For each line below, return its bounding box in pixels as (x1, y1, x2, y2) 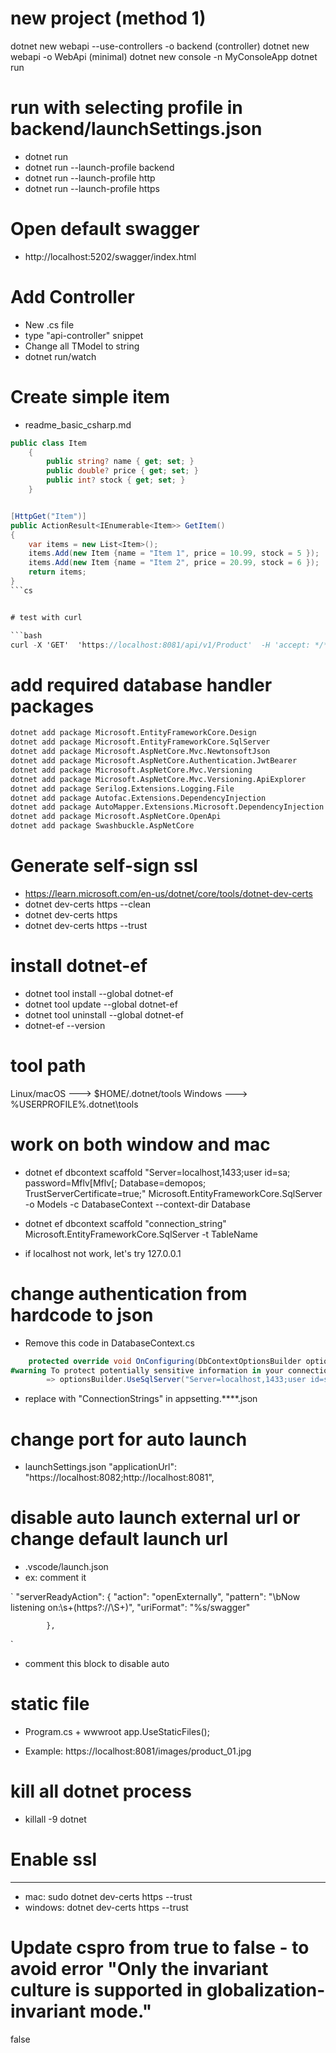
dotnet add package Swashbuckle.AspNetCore (10, 821, 195, 831)
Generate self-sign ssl (10, 855, 198, 877)
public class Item (10, 438, 87, 448)
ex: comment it (24, 1572, 87, 1584)
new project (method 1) (10, 7, 207, 30)
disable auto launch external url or (10, 1507, 301, 1529)
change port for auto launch (10, 1428, 248, 1451)
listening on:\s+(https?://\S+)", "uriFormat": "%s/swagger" (10, 1602, 251, 1614)
